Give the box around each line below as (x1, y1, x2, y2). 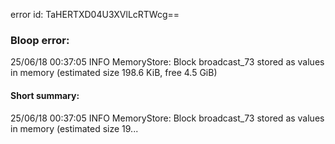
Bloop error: (10, 33, 70, 47)
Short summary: (10, 89, 80, 101)
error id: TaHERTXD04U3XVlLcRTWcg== (10, 9, 180, 20)
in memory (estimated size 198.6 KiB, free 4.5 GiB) (10, 67, 218, 79)
